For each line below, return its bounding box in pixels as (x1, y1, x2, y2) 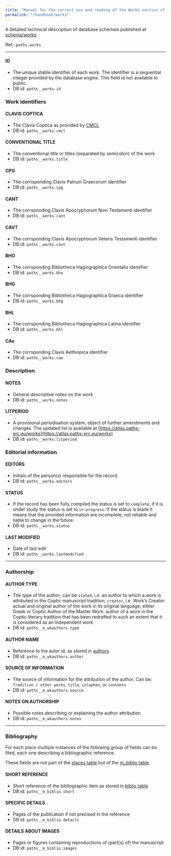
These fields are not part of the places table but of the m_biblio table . (5, 760, 151, 766)
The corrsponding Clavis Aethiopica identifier (12, 349, 108, 355)
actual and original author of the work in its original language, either (12, 603, 155, 609)
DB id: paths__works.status (12, 522, 70, 529)
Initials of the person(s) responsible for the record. (12, 472, 119, 479)
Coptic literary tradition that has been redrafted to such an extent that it (12, 614, 162, 620)
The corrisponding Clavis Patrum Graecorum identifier (12, 179, 127, 185)
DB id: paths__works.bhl (12, 326, 64, 333)
